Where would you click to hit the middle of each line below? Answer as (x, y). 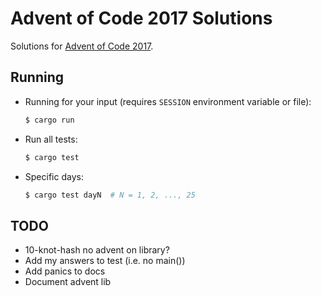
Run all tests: (51, 139)
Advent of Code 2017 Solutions (141, 18)
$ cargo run (49, 120)
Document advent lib (68, 282)
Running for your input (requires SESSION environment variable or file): (168, 101)
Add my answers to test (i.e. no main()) (105, 261)
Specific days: (54, 176)
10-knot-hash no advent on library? (97, 250)
